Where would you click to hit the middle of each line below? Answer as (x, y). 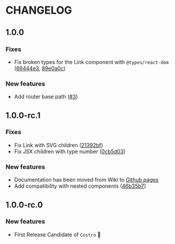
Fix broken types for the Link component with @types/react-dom (91, 62)
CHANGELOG (39, 10)
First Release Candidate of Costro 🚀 (57, 235)
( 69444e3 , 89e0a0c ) (40, 68)
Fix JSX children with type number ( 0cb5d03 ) (70, 151)
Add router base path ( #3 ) (46, 97)
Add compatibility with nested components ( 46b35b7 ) (80, 186)
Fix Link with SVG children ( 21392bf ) (59, 145)
